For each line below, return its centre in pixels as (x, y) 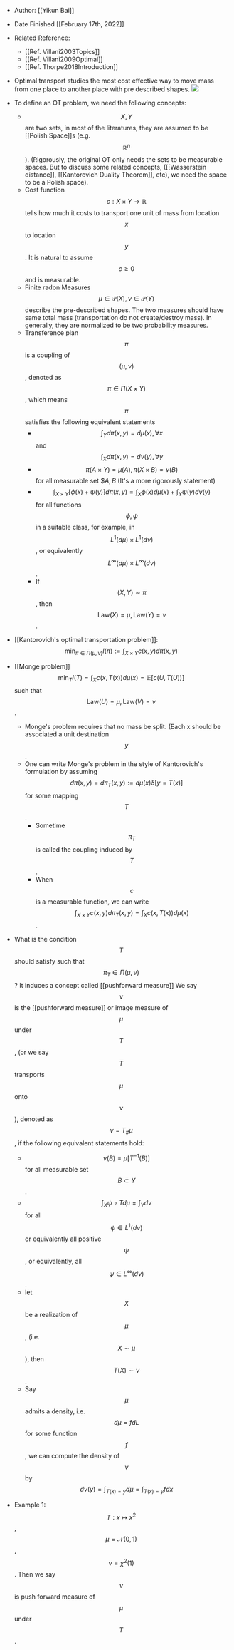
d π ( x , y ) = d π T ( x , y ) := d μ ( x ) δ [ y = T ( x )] (127, 783)
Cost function (45, 190)
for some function (51, 1433)
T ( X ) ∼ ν (127, 1370)
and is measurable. (53, 279)
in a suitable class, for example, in (85, 527)
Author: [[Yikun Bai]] (44, 10)
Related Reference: (42, 38)
